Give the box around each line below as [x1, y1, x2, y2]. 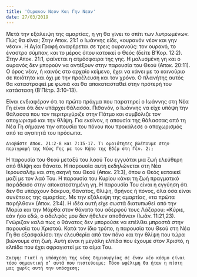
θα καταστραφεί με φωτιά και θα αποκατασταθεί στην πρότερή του [6, 80, 172, 87]
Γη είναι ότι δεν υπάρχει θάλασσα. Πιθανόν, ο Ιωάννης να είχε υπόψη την [6, 104, 189, 111]
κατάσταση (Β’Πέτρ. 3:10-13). [6, 86, 78, 94]
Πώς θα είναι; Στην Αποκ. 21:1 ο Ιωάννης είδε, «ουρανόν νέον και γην [6, 36, 178, 44]
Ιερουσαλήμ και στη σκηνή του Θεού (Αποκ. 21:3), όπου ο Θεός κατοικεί [6, 168, 181, 175]
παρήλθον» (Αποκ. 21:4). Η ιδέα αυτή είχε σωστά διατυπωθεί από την [6, 199, 177, 206]
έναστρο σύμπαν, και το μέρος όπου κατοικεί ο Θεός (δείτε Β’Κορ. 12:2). [6, 49, 182, 56]
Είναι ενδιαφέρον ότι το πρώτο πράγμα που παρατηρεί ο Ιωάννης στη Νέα [6, 98, 189, 105]
